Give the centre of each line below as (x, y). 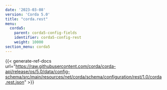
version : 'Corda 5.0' (28, 14)
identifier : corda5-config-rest (48, 38)
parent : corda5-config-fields (46, 33)
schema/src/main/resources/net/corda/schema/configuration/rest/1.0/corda (83, 77)
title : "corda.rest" (27, 19)
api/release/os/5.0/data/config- (37, 71)
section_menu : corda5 (28, 47)
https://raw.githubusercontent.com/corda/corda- (65, 66)
